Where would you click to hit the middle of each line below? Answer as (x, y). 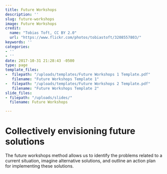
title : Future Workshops (31, 10)
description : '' (22, 14)
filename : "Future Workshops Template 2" (55, 88)
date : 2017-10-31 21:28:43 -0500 (40, 61)
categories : (17, 47)
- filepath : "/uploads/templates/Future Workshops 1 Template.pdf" (78, 75)
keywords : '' (19, 42)
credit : (13, 28)
